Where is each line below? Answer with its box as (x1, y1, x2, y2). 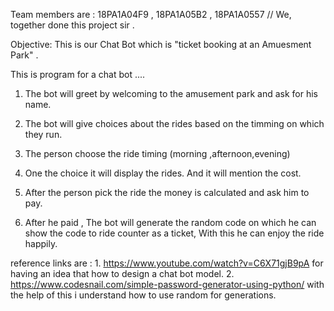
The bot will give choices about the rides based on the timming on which (24, 118, 325, 129)
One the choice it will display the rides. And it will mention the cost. (24, 167, 302, 179)
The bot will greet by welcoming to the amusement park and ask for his (24, 88, 318, 99)
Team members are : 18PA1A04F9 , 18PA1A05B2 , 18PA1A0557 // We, (10, 9, 292, 20)
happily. (24, 238, 58, 249)
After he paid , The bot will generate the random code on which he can (24, 217, 317, 228)
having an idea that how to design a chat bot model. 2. (10, 268, 235, 279)
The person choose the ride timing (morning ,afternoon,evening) (24, 148, 291, 159)
